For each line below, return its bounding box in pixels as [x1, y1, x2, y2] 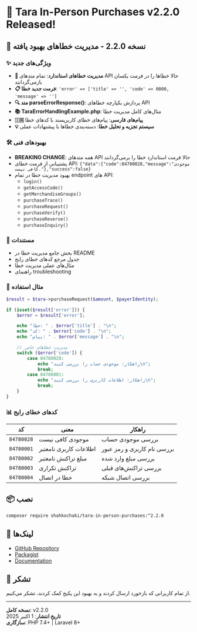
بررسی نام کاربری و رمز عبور [101, 445, 175, 453]
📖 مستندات [6, 236, 35, 245]
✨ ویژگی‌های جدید [6, 59, 52, 67]
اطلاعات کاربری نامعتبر [39, 445, 96, 453]
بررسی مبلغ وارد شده [101, 454, 155, 463]
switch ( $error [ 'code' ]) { [16, 350, 83, 356]
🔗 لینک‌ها [6, 529, 34, 539]
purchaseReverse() [23, 216, 69, 222]
